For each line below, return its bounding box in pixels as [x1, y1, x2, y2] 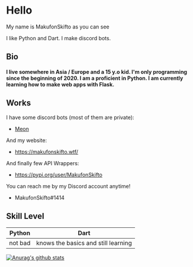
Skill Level [6, 211, 44, 221]
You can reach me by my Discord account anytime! [6, 182, 131, 189]
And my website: [6, 137, 47, 144]
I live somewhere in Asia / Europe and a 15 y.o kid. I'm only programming [6, 68, 188, 75]
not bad [9, 239, 31, 247]
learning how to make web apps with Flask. [6, 81, 114, 88]
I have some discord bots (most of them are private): [6, 114, 134, 121]
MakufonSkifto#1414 [14, 194, 65, 201]
